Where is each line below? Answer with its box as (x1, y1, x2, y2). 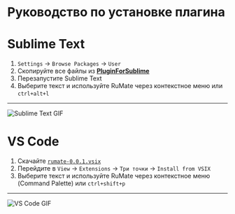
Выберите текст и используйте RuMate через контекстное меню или (17, 82, 223, 90)
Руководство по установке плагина (7, 4, 226, 20)
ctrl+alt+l (17, 90, 50, 98)
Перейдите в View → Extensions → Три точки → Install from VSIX (17, 164, 211, 173)
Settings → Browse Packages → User (17, 59, 121, 68)
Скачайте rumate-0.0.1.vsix (17, 157, 101, 165)
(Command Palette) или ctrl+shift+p (17, 179, 126, 187)
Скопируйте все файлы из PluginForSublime (17, 67, 150, 76)
